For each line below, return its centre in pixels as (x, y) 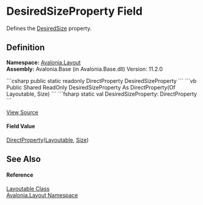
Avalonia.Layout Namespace (42, 195)
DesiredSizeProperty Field (74, 11)
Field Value (21, 126)
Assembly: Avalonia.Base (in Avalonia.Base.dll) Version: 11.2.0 (85, 69)
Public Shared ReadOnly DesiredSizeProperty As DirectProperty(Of (91, 87)
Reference (20, 175)
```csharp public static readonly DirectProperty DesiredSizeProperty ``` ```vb (102, 80)
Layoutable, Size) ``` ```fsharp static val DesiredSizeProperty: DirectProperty (102, 94)
